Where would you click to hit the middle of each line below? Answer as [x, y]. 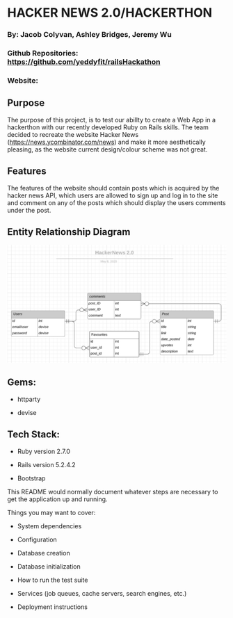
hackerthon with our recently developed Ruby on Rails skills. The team [108, 127]
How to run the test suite [53, 580]
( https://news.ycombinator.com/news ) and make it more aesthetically [107, 142]
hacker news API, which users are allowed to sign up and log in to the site [113, 195]
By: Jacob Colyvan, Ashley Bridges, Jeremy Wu [89, 35]
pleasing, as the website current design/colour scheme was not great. [107, 149]
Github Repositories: [43, 54]
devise [27, 412]
